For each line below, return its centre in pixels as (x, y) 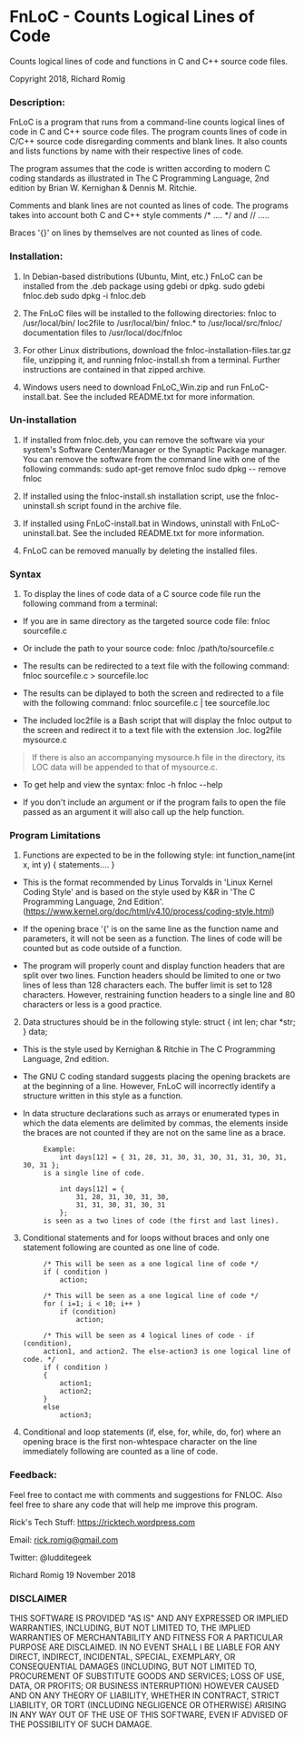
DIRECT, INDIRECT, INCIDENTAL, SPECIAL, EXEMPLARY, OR (123, 1657)
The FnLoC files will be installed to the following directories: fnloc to (149, 313)
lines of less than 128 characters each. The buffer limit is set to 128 (147, 985)
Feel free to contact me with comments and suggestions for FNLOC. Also (146, 1494)
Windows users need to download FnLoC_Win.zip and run (130, 387)
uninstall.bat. (46, 532)
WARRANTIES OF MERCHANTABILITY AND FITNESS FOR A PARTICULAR (146, 1638)
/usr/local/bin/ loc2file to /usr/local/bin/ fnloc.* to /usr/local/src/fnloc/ (152, 323)
